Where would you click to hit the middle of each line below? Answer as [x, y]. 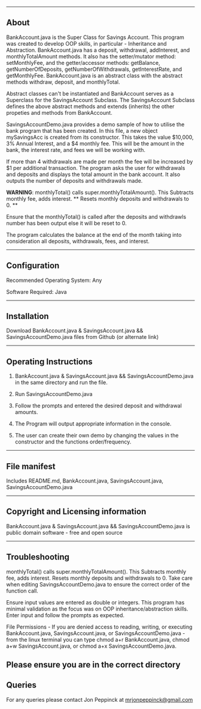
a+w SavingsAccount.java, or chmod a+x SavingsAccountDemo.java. [92, 646]
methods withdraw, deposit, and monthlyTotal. [63, 82]
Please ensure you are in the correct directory [93, 665]
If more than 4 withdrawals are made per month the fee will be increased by [100, 161]
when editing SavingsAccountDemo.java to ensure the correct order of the [98, 584]
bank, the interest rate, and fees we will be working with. [76, 150]
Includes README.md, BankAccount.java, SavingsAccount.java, [85, 481]
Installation [28, 316]
